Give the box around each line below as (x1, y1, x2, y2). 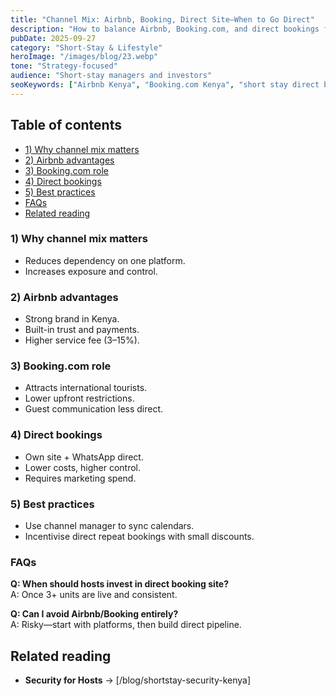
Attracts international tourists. (24, 382, 148, 394)
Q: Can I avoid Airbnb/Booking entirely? (10, 608, 179, 620)
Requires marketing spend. (24, 472, 137, 484)
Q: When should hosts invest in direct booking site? (10, 578, 230, 590)
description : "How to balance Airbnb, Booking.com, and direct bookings (10, 24, 320, 34)
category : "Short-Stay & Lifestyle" (10, 42, 163, 53)
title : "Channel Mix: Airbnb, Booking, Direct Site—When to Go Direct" (10, 14, 315, 25)
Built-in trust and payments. (24, 324, 140, 336)
